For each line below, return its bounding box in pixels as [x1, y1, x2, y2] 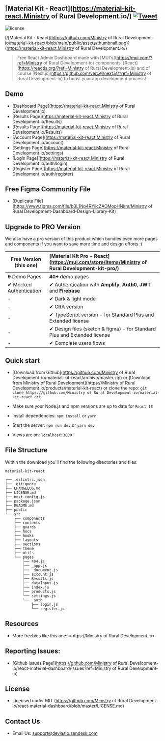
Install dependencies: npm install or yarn [12, 413, 97, 419]
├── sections [14, 541, 41, 547]
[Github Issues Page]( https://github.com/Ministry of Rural [12, 660, 129, 666]
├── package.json [5, 499, 41, 504]
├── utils [14, 550, 34, 555]
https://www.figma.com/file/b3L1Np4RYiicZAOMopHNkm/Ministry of [14, 203, 153, 209]
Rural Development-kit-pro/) [49, 265, 119, 272]
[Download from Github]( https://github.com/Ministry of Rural [12, 369, 135, 376]
